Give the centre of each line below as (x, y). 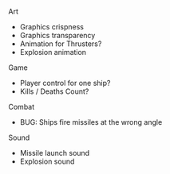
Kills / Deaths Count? (54, 91)
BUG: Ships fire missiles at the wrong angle (91, 122)
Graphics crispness (51, 27)
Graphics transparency (57, 35)
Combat (22, 107)
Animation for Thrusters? (61, 44)
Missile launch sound (55, 153)
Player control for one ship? (65, 83)
